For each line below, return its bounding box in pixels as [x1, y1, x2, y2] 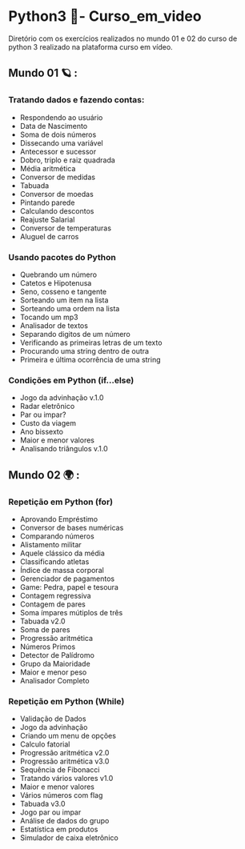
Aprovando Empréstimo [19, 514, 98, 523]
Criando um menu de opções [19, 731, 116, 741]
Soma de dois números [19, 130, 97, 139]
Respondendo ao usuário [19, 112, 103, 122]
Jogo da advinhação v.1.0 [19, 393, 104, 402]
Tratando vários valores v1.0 [19, 774, 114, 783]
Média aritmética [19, 163, 76, 173]
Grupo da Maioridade [19, 659, 90, 668]
